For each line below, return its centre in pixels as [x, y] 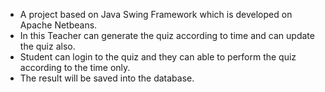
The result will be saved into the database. [107, 78]
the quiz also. [47, 46]
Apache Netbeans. [58, 25]
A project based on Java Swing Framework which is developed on [156, 14]
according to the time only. [75, 67]
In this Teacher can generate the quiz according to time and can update [167, 35]
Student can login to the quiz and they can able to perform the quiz [158, 57]
